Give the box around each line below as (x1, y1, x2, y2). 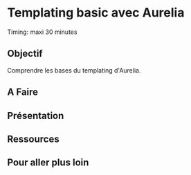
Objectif (7, 48, 43, 59)
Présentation (7, 109, 64, 122)
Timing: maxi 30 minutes (7, 28, 78, 36)
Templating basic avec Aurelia (7, 5, 185, 21)
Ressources (7, 133, 60, 145)
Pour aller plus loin (7, 157, 89, 169)
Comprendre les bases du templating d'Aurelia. (7, 66, 141, 74)
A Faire (7, 86, 39, 98)
